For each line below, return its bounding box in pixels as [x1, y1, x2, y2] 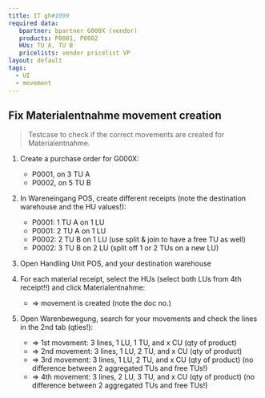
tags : [8, 64, 26, 72]
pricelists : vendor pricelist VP [18, 49, 130, 57]
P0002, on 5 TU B [31, 178, 91, 188]
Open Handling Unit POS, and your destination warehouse [19, 258, 212, 269]
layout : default [8, 57, 62, 65]
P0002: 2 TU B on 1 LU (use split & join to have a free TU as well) [31, 234, 247, 245]
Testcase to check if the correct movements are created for [27, 130, 225, 140]
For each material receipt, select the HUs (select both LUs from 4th [19, 274, 242, 284]
